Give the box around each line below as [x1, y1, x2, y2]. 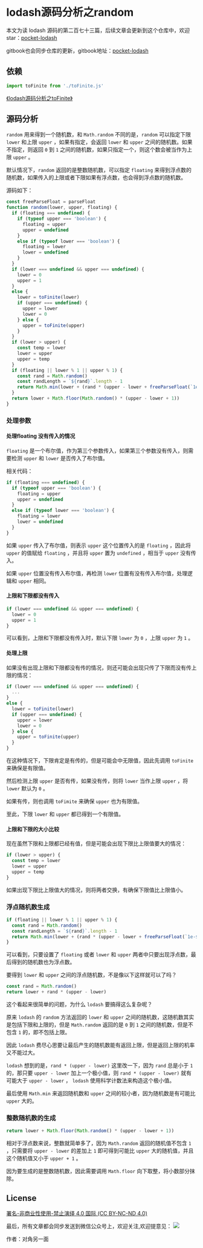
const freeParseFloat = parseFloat [6, 199, 96, 205]
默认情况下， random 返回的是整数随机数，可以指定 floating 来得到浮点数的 [6, 167, 192, 174]
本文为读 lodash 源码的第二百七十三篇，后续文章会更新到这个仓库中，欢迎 [6, 27, 190, 34]
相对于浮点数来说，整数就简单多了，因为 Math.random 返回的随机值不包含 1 [6, 1139, 192, 1147]
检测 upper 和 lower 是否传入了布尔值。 [11, 454, 109, 462]
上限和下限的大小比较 [6, 825, 59, 833]
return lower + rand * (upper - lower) [6, 989, 107, 995]
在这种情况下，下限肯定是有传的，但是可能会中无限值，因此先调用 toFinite [6, 757, 194, 764]
